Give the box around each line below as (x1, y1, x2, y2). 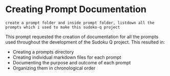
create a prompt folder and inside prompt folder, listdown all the (5, 20, 155, 25)
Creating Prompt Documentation (5, 4, 147, 15)
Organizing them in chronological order (12, 65, 96, 71)
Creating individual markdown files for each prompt (12, 54, 121, 60)
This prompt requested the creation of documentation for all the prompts (5, 33, 159, 40)
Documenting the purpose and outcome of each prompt (12, 59, 131, 65)
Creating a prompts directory (12, 49, 74, 55)
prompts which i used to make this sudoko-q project (5, 24, 120, 30)
